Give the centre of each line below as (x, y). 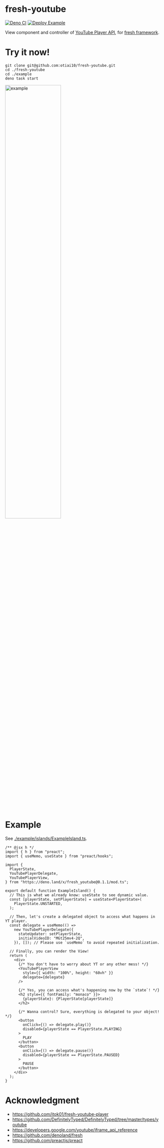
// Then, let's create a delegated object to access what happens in (82, 917)
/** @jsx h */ (20, 847)
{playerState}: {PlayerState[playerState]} (68, 999)
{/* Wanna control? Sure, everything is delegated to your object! (89, 1012)
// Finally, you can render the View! (49, 951)
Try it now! (28, 52)
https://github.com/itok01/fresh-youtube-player (60, 1114)
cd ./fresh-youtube (25, 70)
